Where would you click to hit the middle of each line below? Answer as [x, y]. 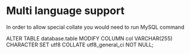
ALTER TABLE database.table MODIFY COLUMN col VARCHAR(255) [89, 38]
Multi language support [66, 11]
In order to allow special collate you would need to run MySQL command [95, 27]
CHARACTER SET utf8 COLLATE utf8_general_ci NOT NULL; [80, 45]
